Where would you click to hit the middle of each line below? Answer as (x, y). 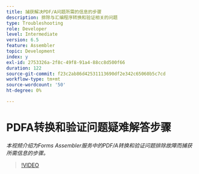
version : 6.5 (23, 40)
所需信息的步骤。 (27, 153)
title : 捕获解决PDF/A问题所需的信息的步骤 (54, 12)
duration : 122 (24, 68)
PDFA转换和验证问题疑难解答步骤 (89, 128)
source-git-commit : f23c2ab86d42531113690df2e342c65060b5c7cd (86, 74)
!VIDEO (30, 165)
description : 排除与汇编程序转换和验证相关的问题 (62, 18)
